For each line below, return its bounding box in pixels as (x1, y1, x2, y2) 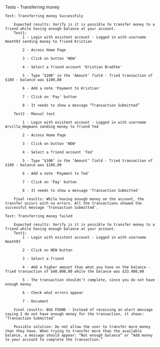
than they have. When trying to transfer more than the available (5, 329, 142, 333)
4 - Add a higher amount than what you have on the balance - (22, 265, 151, 270)
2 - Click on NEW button (22, 248, 73, 253)
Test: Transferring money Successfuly (5, 14, 83, 18)
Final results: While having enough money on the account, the (14, 197, 144, 201)
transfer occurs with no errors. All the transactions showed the (5, 201, 142, 206)
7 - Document (22, 299, 49, 304)
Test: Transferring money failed (5, 214, 73, 219)
